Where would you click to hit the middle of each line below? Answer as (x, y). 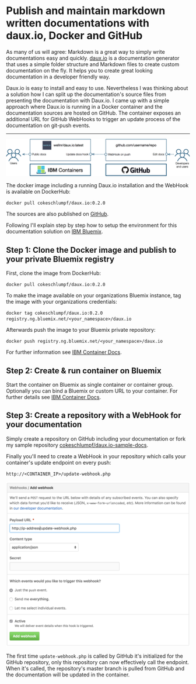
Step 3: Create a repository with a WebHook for (94, 416)
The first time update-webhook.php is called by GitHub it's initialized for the (94, 656)
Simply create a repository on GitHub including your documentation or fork (96, 439)
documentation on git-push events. (48, 125)
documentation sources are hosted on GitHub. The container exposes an (94, 113)
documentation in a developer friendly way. (58, 77)
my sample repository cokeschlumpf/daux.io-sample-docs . (77, 445)
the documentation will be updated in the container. (68, 675)
